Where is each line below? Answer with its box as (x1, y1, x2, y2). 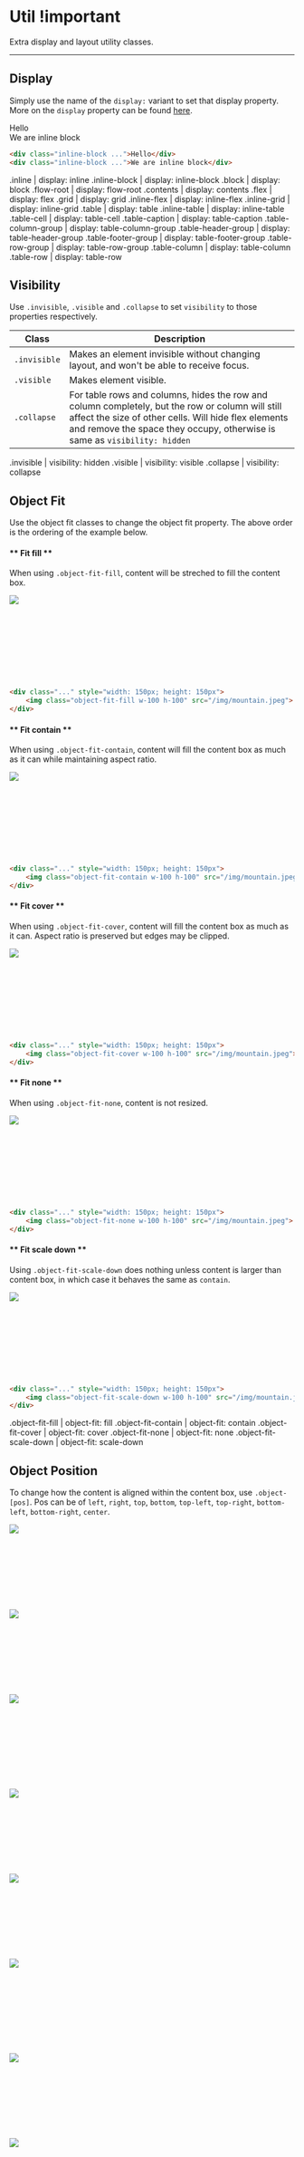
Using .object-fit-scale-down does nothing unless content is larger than (9, 1264, 282, 1275)
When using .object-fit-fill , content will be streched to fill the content (9, 568, 280, 579)
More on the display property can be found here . (9, 104, 193, 115)
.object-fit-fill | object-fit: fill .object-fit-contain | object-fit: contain (9, 1418, 256, 1429)
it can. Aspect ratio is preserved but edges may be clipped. (9, 930, 230, 941)
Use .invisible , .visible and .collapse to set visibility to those (9, 302, 258, 313)
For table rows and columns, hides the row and (69, 389, 269, 401)
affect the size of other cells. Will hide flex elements (69, 411, 289, 424)
